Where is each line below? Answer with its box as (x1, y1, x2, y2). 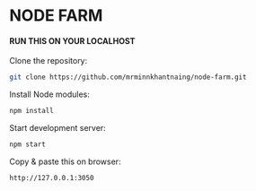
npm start (9, 140, 47, 149)
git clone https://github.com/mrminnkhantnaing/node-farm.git (9, 73, 247, 82)
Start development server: (9, 123, 106, 134)
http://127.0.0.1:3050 (9, 174, 94, 183)
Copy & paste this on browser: (9, 156, 121, 167)
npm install (9, 107, 54, 116)
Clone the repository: (9, 56, 88, 66)
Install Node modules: (9, 89, 90, 100)
